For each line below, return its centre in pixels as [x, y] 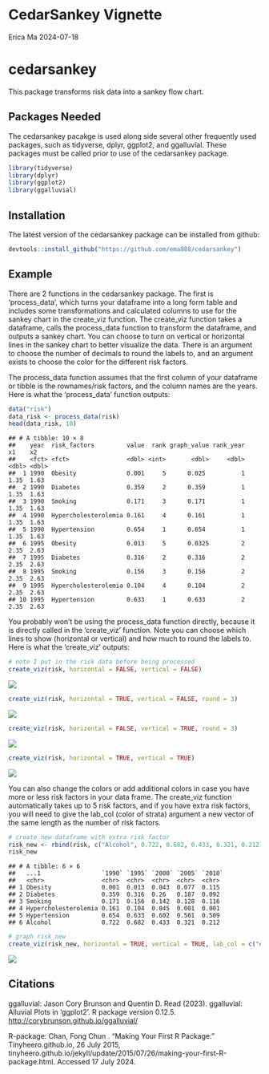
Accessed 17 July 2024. [96, 1061]
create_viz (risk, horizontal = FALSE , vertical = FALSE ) [105, 670]
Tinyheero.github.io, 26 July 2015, [64, 1044]
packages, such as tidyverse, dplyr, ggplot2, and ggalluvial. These [118, 144]
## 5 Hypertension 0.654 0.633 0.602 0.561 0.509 [114, 916]
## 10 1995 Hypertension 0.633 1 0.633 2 [127, 600]
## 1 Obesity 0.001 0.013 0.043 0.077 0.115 [114, 888]
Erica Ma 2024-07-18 [44, 37]
